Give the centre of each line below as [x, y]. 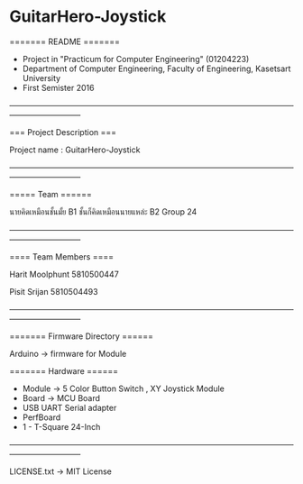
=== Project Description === [63, 132]
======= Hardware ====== [64, 370]
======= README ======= [64, 41]
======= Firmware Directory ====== [82, 336]
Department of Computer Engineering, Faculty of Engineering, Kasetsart [156, 68]
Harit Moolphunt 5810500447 [64, 274]
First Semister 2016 [58, 87]
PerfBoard [41, 417]
